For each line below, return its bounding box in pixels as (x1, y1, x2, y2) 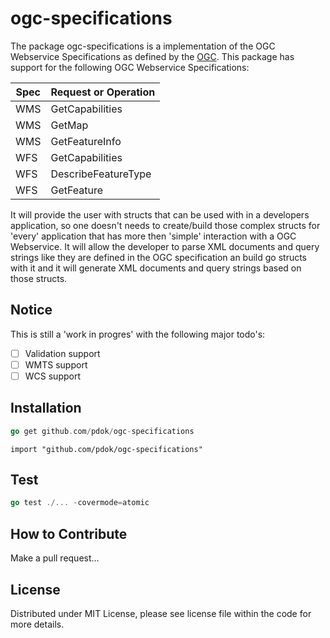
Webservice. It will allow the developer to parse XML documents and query (10, 240, 320, 252)
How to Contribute (10, 525, 128, 542)
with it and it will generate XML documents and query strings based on (10, 262, 302, 274)
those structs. (10, 272, 68, 284)
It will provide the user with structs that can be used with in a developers (10, 208, 310, 221)
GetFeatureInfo (50, 134, 122, 148)
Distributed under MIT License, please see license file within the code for (10, 607, 312, 619)
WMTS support (24, 358, 88, 371)
